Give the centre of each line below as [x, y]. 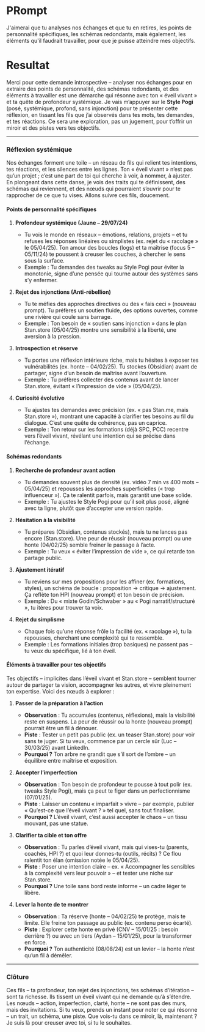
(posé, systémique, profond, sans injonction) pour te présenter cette [92, 108]
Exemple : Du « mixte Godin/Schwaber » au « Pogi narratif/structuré [110, 601]
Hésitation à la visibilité [45, 520]
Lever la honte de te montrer [52, 904]
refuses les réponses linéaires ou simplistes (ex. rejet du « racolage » [111, 241]
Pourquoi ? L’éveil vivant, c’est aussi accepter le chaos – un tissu [106, 817]
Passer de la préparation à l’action [59, 703]
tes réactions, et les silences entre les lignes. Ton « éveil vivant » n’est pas [100, 170]
